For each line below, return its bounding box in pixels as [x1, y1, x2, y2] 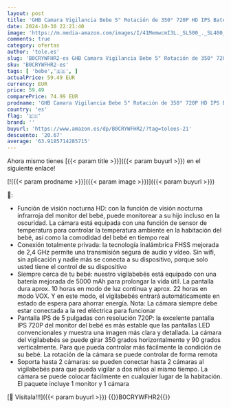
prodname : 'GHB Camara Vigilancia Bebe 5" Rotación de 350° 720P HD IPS [7, 100, 220, 107]
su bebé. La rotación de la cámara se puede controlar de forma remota [16, 350, 218, 358]
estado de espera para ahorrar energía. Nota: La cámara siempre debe [16, 299, 218, 308]
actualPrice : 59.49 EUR [7, 74, 76, 81]
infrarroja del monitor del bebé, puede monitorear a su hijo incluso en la [16, 211, 220, 220]
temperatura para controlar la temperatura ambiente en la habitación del [16, 226, 222, 235]
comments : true [7, 36, 51, 43]
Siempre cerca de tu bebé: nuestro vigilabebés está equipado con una [16, 270, 217, 279]
